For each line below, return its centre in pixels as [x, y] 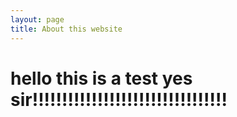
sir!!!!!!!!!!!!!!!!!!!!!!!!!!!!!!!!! [119, 99]
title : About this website [66, 29]
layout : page [37, 19]
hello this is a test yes [101, 78]
